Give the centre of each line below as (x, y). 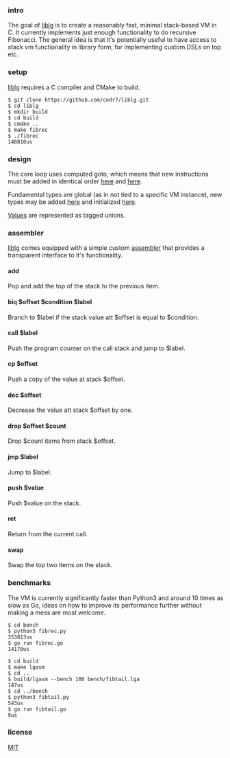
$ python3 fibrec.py (37, 631)
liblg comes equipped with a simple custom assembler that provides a (106, 248)
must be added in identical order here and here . (75, 181)
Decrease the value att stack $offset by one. (70, 410)
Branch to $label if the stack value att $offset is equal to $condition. (103, 317)
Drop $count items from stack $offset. (62, 441)
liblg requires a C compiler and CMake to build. (74, 87)
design (20, 159)
